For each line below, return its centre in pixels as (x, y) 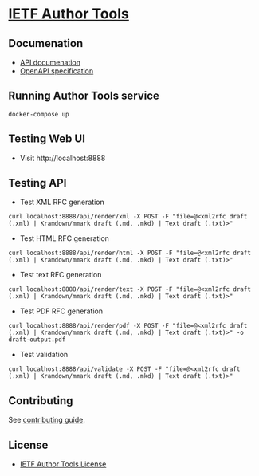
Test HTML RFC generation (65, 238)
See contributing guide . (47, 420)
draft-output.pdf (37, 340)
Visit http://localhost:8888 (63, 158)
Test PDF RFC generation (61, 311)
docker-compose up (39, 114)
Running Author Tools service (84, 96)
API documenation (50, 62)
